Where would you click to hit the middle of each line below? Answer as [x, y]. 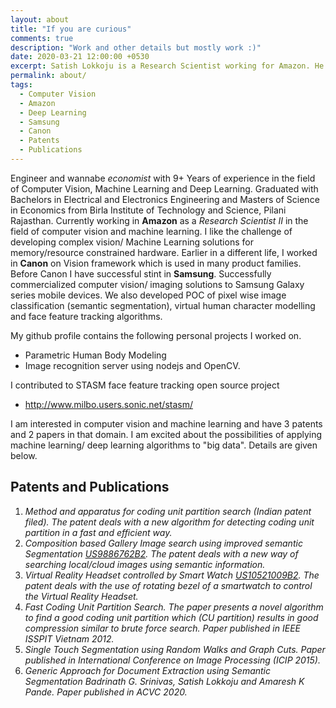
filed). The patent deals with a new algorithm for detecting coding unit [169, 522]
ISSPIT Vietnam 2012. [69, 638]
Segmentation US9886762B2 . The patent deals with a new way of [161, 553]
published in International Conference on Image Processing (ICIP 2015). [172, 660]
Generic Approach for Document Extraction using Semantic [148, 670]
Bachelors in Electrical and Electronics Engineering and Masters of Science [165, 199]
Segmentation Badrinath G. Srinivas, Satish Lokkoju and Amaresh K [164, 681]
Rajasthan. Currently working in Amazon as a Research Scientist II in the [159, 220]
